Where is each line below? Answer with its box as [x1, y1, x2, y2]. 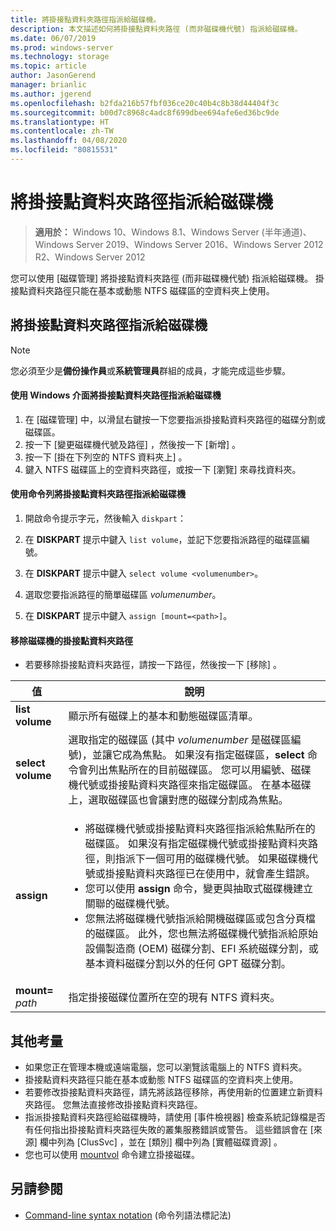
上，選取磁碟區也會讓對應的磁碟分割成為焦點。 [68, 793, 289, 807]
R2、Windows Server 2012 [34, 251, 146, 263]
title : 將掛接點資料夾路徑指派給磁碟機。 [10, 14, 162, 25]
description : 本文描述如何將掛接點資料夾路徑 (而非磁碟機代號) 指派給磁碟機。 [10, 24, 303, 34]
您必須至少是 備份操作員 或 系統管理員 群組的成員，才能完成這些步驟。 [10, 364, 291, 376]
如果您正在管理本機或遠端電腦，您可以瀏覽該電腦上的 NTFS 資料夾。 [24, 1061, 308, 1073]
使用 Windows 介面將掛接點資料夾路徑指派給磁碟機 [10, 389, 222, 401]
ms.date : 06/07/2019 [10, 33, 97, 43]
